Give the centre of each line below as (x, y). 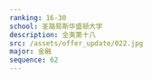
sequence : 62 (34, 60)
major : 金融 (30, 52)
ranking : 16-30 (38, 18)
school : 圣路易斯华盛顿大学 (56, 26)
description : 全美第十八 (53, 35)
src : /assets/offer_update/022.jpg (76, 43)
